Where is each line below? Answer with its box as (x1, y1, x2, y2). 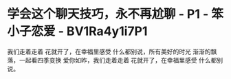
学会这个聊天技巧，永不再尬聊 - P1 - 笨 (7, 6, 223, 22)
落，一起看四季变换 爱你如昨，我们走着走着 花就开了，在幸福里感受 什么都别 (7, 56, 223, 64)
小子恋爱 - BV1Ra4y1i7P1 (7, 23, 148, 39)
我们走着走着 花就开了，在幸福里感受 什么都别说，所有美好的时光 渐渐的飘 (7, 47, 217, 56)
